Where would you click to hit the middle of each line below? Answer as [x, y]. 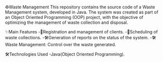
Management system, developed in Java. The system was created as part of [82, 12]
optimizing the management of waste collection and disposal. [66, 22]
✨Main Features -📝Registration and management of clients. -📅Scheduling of [81, 32]
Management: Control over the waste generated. [67, 45]
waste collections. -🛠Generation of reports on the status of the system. [77, 38]
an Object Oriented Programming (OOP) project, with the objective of [74, 17]
